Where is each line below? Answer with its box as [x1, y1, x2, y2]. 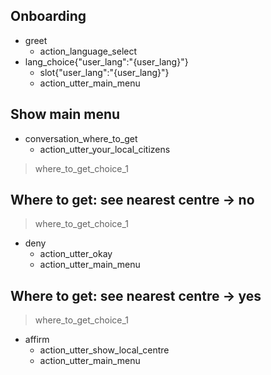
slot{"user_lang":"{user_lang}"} [39, 66, 170, 78]
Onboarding [10, 8, 87, 25]
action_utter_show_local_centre [39, 344, 170, 356]
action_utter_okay [39, 248, 113, 260]
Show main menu [10, 106, 121, 123]
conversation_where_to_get [24, 132, 138, 144]
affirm [24, 334, 50, 346]
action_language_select [39, 45, 138, 57]
